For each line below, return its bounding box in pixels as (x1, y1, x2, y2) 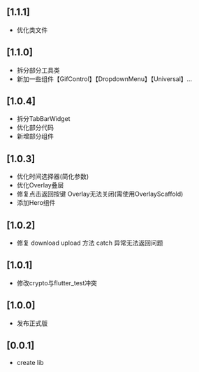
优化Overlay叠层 (16, 181, 64, 189)
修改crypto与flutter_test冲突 (16, 278, 97, 287)
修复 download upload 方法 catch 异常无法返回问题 (16, 238, 163, 248)
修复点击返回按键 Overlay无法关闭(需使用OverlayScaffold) (16, 189, 184, 199)
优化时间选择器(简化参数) (16, 172, 89, 181)
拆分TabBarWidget (16, 115, 71, 123)
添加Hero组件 (16, 199, 56, 207)
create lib (16, 358, 44, 366)
